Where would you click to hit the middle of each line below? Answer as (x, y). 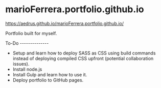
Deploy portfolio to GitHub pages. (48, 80)
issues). (21, 64)
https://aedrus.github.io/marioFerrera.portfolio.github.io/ (65, 23)
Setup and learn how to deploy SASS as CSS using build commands (84, 53)
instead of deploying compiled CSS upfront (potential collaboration (83, 58)
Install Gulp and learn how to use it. (50, 74)
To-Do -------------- (27, 43)
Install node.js (27, 69)
